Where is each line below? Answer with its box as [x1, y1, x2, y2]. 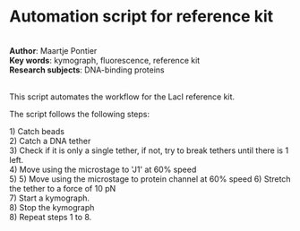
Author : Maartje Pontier [9, 45, 98, 56]
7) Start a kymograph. [9, 192, 90, 203]
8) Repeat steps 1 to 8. [9, 211, 92, 222]
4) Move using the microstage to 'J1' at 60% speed [9, 164, 197, 175]
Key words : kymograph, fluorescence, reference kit [9, 55, 201, 65]
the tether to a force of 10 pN [9, 183, 116, 193]
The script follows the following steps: [9, 108, 150, 119]
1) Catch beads [9, 125, 65, 136]
